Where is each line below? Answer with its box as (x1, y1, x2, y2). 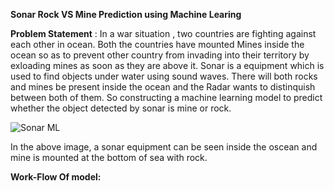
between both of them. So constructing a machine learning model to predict (10, 92, 323, 103)
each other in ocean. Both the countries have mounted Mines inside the (10, 39, 305, 50)
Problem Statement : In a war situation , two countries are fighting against (10, 28, 317, 39)
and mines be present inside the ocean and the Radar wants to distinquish (10, 81, 316, 93)
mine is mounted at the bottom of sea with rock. (10, 152, 208, 163)
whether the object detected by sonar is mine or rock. (10, 102, 232, 114)
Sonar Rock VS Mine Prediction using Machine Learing (10, 9, 242, 20)
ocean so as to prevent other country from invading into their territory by (10, 49, 310, 61)
